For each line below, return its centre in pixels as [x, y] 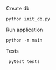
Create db [18, 8]
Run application [25, 30]
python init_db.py [28, 19]
